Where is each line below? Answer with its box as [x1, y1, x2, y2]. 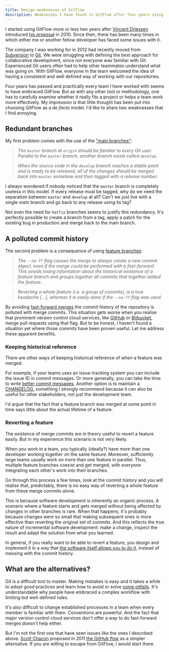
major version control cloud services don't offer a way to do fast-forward [5, 615, 157, 621]
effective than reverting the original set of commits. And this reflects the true [5, 519, 164, 525]
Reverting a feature [5, 419, 54, 426]
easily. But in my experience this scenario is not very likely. [5, 436, 128, 442]
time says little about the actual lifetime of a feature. [5, 407, 113, 413]
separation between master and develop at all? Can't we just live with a [5, 194, 151, 200]
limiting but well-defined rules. [5, 594, 69, 601]
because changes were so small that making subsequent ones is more [5, 513, 151, 520]
